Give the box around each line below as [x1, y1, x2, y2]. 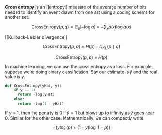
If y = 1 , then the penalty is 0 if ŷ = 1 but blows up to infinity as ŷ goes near [5, 110, 155, 116]
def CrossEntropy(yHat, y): [5, 83, 62, 88]
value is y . [5, 74, 26, 79]
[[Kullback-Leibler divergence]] [5, 34, 68, 40]
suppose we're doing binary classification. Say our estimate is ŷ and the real [5, 69, 158, 75]
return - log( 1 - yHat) [17, 101, 64, 106]
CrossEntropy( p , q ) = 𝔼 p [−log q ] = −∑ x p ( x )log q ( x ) [31, 24, 132, 30]
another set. [5, 15, 29, 20]
